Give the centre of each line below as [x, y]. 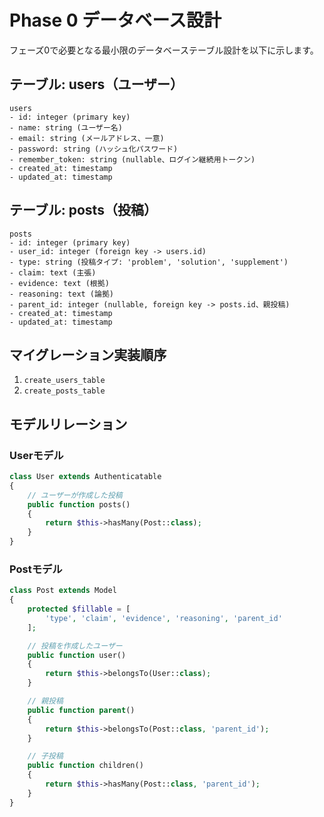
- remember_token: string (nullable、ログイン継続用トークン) [132, 159]
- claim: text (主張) [53, 272]
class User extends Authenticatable [85, 477]
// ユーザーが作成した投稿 [75, 495]
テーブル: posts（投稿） [83, 210]
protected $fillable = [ [79, 609]
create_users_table [64, 381]
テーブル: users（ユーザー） [96, 84]
